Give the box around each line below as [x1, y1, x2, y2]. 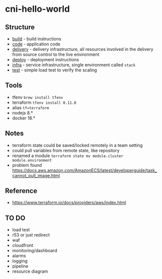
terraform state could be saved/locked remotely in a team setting [12, 142, 143, 148]
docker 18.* [12, 115, 36, 121]
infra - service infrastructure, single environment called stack [12, 62, 136, 68]
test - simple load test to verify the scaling [12, 67, 97, 73]
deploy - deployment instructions [12, 57, 79, 62]
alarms [12, 253, 26, 259]
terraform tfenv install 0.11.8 [12, 99, 77, 105]
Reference [5, 187, 38, 195]
